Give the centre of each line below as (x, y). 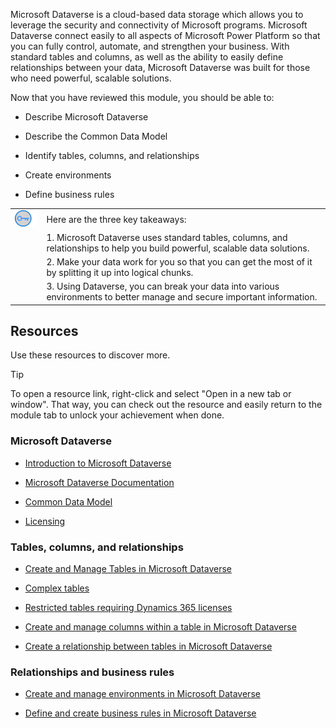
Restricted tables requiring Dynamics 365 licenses (128, 608)
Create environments (68, 175)
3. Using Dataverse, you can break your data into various (163, 286)
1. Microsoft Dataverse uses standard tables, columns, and (167, 237)
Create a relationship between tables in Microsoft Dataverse (148, 646)
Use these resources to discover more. (90, 355)
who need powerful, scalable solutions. (91, 78)
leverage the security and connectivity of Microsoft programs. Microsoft (159, 25)
